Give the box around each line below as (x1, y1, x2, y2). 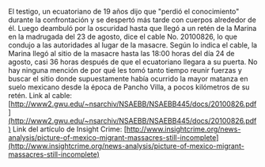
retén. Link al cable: (8, 91, 73, 100)
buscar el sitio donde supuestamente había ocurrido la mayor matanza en (8, 74, 248, 83)
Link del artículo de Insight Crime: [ (13, 124, 127, 134)
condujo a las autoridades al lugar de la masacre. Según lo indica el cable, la (8, 40, 258, 50)
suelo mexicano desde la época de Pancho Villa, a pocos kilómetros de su (8, 82, 250, 92)
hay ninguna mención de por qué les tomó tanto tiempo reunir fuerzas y (8, 66, 243, 74)
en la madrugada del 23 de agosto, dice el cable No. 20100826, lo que (8, 32, 237, 41)
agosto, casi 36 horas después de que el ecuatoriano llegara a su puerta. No (8, 57, 258, 66)
